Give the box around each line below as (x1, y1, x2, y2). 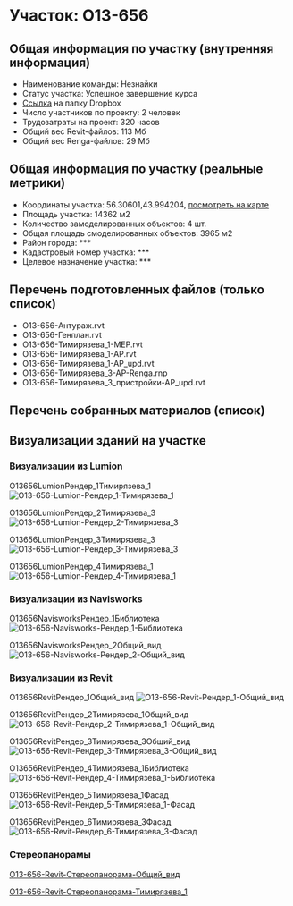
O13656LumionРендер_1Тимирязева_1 (9, 480, 152, 491)
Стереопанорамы (9, 849, 92, 861)
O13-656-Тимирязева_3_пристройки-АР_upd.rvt (21, 377, 205, 387)
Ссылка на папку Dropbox (21, 97, 121, 108)
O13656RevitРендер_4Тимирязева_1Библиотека (9, 763, 189, 774)
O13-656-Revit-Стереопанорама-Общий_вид (9, 868, 180, 879)
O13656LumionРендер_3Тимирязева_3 (9, 534, 156, 545)
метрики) (9, 175, 65, 191)
